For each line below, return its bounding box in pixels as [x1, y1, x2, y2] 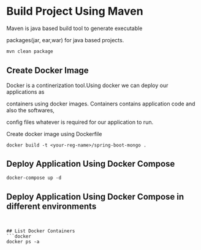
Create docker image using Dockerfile [6, 130, 102, 137]
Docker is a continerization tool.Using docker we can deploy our [6, 81, 169, 89]
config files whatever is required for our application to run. [6, 118, 154, 126]
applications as [6, 88, 45, 96]
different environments [6, 201, 97, 211]
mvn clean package [6, 48, 53, 55]
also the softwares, [6, 106, 55, 114]
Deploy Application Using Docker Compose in [6, 191, 184, 202]
